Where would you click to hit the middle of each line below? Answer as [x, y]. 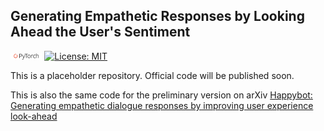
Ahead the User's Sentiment [100, 32]
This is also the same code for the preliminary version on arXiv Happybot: [161, 95]
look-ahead [34, 116]
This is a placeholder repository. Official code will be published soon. [152, 75]
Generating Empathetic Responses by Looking [157, 16]
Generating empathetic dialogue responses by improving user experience [162, 105]
